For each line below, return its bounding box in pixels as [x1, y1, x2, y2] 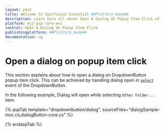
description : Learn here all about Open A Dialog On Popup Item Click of [5, 16, 160, 21]
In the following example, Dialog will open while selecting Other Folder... [5, 92, 155, 98]
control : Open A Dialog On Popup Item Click [5, 26, 98, 30]
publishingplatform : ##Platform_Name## [5, 30, 87, 35]
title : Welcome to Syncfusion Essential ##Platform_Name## [5, 12, 129, 17]
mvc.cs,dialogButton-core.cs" [5, 111, 66, 118]
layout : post [5, 7, 32, 12]
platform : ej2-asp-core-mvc [5, 21, 63, 26]
